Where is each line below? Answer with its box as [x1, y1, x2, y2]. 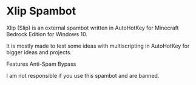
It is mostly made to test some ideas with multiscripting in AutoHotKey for [6, 42, 190, 49]
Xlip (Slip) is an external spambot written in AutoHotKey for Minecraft [6, 24, 179, 31]
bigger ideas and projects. [6, 48, 72, 55]
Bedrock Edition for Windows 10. [6, 30, 88, 37]
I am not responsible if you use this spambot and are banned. [6, 72, 160, 79]
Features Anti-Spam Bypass [6, 60, 76, 68]
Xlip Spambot [6, 4, 76, 18]
